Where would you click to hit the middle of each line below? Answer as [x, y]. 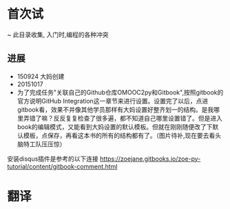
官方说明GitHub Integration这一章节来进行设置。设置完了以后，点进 [113, 101]
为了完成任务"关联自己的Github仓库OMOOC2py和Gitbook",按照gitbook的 [120, 92]
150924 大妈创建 [41, 76]
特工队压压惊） [44, 144]
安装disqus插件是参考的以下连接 [53, 159]
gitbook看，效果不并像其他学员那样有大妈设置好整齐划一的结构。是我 [115, 109]
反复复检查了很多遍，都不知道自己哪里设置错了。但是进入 [141, 118]
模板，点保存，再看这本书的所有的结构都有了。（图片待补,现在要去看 [119, 135]
